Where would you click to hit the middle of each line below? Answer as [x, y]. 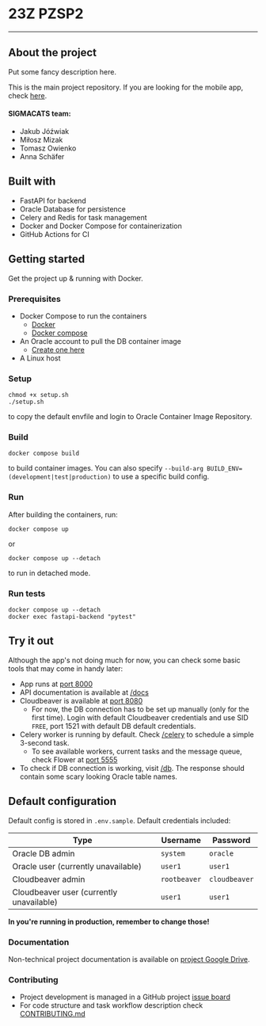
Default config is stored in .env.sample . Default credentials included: [120, 820]
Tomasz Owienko [48, 148]
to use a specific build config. [161, 477]
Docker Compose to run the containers [83, 316]
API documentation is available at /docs [84, 692]
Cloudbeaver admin [49, 879]
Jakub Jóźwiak [44, 131]
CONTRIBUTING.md [52, 1014]
